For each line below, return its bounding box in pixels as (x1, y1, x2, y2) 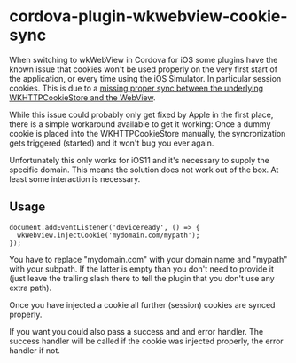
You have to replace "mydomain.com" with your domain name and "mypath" (9, 254, 288, 264)
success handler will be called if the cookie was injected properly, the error (9, 335, 284, 346)
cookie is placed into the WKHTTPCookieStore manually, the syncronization (9, 128, 286, 138)
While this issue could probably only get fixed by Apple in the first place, (9, 109, 274, 120)
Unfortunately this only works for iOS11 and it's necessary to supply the (9, 154, 270, 165)
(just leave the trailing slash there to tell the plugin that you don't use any (9, 272, 275, 283)
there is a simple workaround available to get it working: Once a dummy (9, 118, 271, 130)
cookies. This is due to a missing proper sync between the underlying (9, 83, 264, 93)
